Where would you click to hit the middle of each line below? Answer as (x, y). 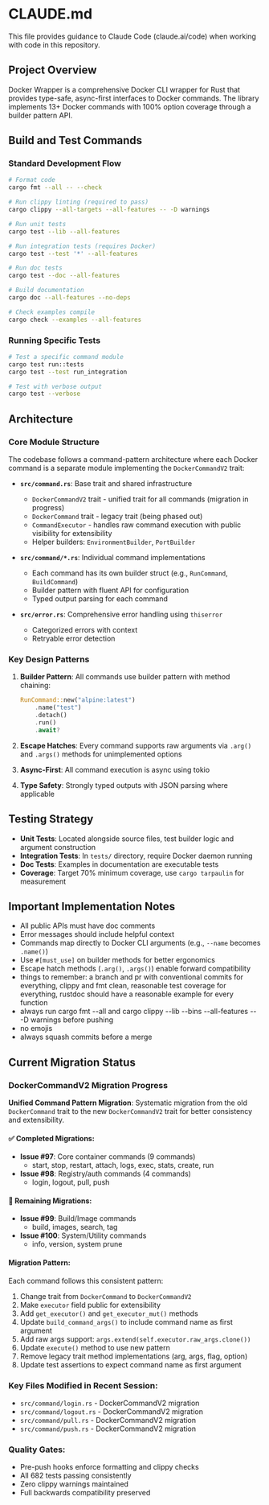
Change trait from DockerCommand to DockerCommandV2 (106, 1296)
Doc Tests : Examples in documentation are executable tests (119, 864)
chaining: (35, 686)
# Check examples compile (51, 312)
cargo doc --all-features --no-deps (69, 298)
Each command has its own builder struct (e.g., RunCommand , (130, 573)
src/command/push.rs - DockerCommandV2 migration (108, 1429)
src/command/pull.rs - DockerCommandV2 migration (108, 1420)
